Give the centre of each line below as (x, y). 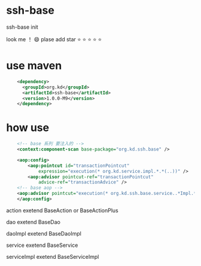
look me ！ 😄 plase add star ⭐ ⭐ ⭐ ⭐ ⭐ (54, 39)
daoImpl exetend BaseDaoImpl (44, 233)
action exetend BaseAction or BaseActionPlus (62, 210)
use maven (34, 66)
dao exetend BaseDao (33, 222)
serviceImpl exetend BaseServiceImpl (53, 256)
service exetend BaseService (42, 245)
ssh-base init (22, 27)
